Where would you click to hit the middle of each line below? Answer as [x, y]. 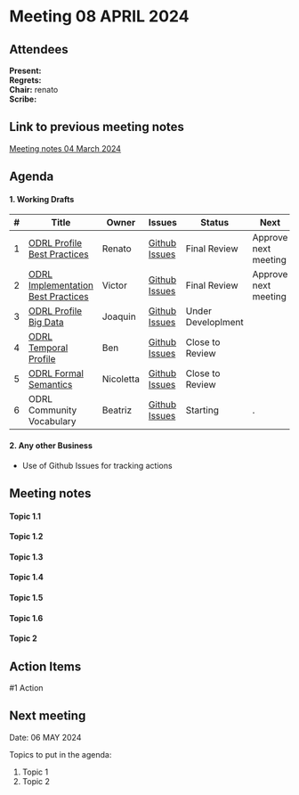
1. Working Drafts [42, 199]
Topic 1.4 [27, 578]
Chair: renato [34, 90]
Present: [25, 70]
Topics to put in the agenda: [61, 754]
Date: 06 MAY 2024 [45, 737]
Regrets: [25, 80]
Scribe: [23, 99]
